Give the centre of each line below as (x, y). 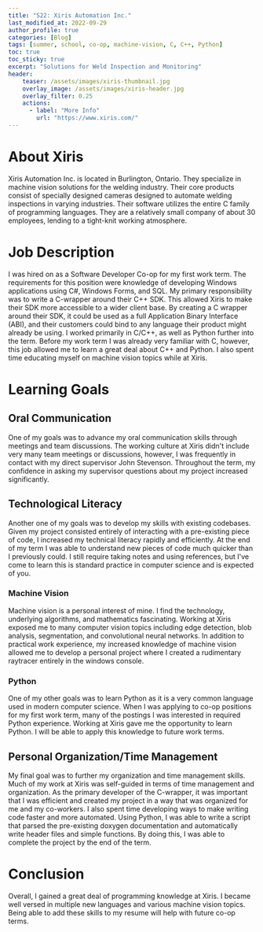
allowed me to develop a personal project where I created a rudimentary (125, 652)
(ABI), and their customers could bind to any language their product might (128, 324)
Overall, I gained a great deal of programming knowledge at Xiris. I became (130, 896)
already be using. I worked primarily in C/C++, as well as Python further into (131, 332)
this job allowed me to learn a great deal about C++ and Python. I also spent (131, 349)
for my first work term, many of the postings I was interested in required (124, 715)
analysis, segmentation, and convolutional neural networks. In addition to (126, 635)
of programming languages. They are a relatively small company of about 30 (132, 212)
